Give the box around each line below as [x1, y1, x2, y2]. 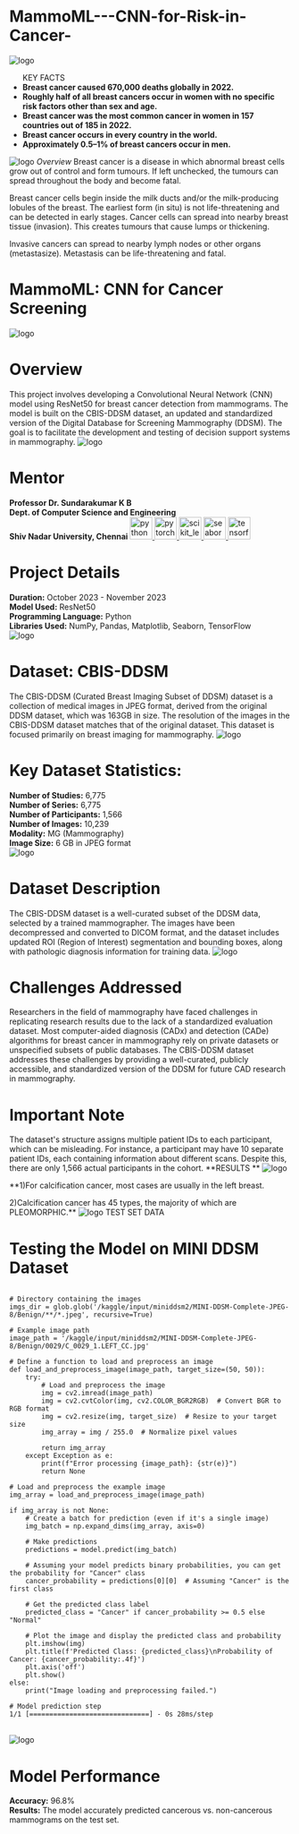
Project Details [9, 562, 120, 583]
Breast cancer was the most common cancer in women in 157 [21, 110, 254, 121]
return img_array [41, 1444, 105, 1453]
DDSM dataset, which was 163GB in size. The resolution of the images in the [9, 710, 290, 721]
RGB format [9, 1404, 50, 1413]
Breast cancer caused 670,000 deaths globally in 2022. [21, 81, 235, 92]
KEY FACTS [21, 72, 65, 82]
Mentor [9, 468, 65, 488]
